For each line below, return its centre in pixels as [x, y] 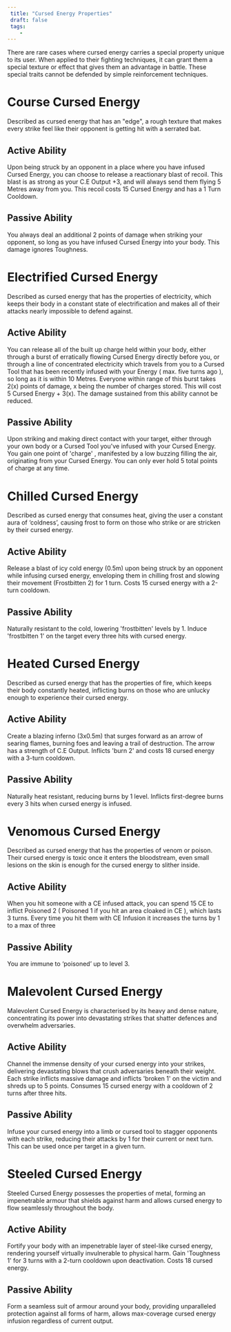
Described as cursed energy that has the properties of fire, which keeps [110, 683]
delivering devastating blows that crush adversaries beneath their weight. [111, 1071]
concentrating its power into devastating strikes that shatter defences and [112, 1018]
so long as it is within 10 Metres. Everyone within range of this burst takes [111, 379]
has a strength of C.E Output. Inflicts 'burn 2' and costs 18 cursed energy [111, 750]
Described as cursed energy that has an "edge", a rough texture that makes [114, 121]
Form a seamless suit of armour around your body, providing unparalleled [111, 1306]
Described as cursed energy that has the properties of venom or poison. [110, 850]
